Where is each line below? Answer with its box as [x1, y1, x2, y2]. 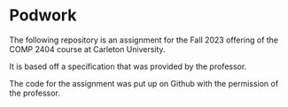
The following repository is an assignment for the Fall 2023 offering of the [9, 34, 279, 45]
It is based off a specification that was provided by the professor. [9, 61, 247, 72]
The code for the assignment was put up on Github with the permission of [9, 78, 279, 88]
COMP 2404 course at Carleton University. [9, 43, 166, 54]
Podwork [9, 5, 77, 26]
